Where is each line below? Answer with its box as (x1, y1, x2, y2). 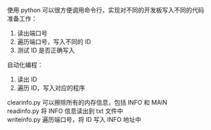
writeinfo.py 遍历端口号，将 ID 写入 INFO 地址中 (7, 116, 142, 123)
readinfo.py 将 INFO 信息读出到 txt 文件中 (7, 107, 123, 115)
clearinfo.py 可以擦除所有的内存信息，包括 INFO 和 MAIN (7, 99, 168, 106)
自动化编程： (7, 61, 43, 68)
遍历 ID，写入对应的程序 (16, 84, 86, 92)
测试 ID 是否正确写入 (16, 47, 75, 54)
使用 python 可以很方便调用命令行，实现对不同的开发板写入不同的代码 (7, 6, 204, 14)
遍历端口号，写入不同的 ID (16, 38, 91, 46)
